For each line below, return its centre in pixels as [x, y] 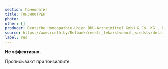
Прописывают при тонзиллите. [38, 61]
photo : [12, 19]
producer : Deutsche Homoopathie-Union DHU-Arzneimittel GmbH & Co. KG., [82, 28]
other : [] [15, 24]
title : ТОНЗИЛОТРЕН [25, 14]
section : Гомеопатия [27, 10]
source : [13, 33]
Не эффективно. [23, 51]
